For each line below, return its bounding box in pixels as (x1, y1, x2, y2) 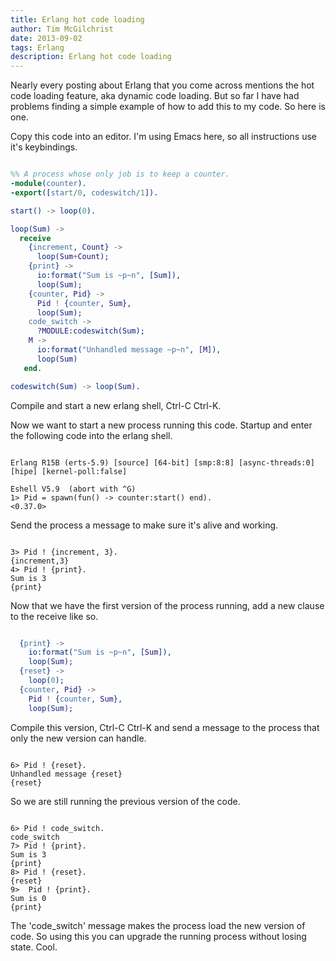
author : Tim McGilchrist (10, 24, 114, 34)
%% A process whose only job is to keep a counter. (10, 169, 230, 180)
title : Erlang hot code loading (10, 14, 145, 25)
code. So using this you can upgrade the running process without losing (10, 930, 307, 942)
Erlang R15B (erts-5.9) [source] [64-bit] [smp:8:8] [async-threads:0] (10, 457, 315, 468)
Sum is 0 (10, 893, 47, 903)
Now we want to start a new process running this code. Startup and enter (10, 419, 313, 431)
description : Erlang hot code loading (10, 52, 172, 62)
